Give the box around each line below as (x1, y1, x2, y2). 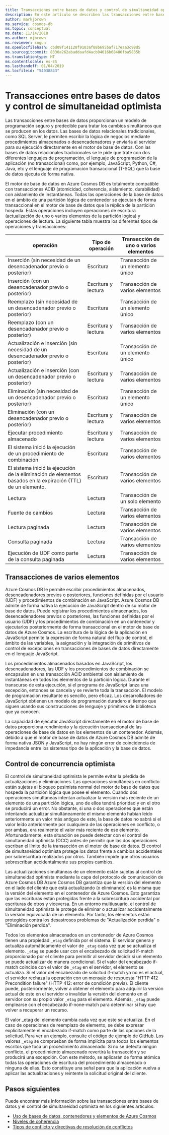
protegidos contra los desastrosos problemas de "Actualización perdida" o (5, 917, 160, 923)
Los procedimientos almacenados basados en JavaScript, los (5, 660, 132, 666)
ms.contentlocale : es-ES (5, 59, 57, 64)
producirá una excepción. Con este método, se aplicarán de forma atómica (5, 1054, 160, 1060)
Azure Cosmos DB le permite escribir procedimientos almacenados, (5, 586, 146, 592)
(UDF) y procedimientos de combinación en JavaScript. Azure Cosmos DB (5, 597, 159, 603)
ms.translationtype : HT (5, 54, 55, 59)
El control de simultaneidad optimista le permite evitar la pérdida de (5, 773, 145, 779)
